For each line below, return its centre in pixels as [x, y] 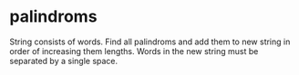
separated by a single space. [64, 61]
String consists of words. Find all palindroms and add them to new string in [150, 42]
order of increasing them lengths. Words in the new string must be [134, 51]
